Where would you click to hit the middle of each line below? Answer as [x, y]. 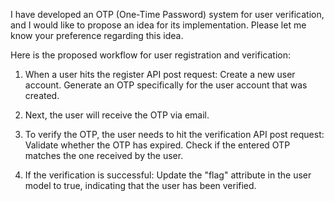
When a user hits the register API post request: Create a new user [160, 74]
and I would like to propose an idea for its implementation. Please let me [158, 25]
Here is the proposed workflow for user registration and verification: [150, 55]
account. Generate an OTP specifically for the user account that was [166, 85]
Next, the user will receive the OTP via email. [117, 115]
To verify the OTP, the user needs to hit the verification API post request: [174, 134]
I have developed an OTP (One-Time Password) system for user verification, [167, 14]
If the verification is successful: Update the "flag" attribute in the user [168, 175]
